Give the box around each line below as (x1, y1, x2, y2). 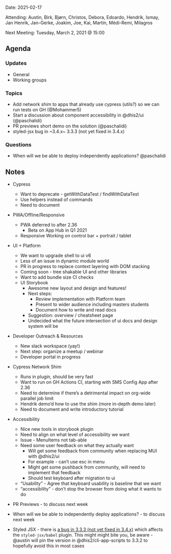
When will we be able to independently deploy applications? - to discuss (12, 511, 165, 517)
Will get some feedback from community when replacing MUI (28, 448, 157, 454)
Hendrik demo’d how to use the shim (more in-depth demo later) (20, 401, 156, 407)
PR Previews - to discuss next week (12, 501, 88, 507)
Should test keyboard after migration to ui (28, 475, 116, 481)
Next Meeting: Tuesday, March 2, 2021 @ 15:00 (5, 30, 105, 35)
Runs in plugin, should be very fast (20, 373, 93, 380)
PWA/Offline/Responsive (12, 212, 65, 218)
